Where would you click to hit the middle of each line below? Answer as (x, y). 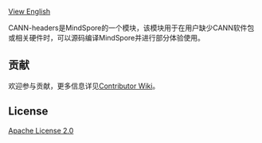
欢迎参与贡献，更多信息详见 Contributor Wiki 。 (84, 86)
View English (29, 12)
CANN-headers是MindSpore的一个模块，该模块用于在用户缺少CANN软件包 (131, 28)
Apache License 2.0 (41, 130)
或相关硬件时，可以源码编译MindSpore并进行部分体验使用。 (107, 38)
